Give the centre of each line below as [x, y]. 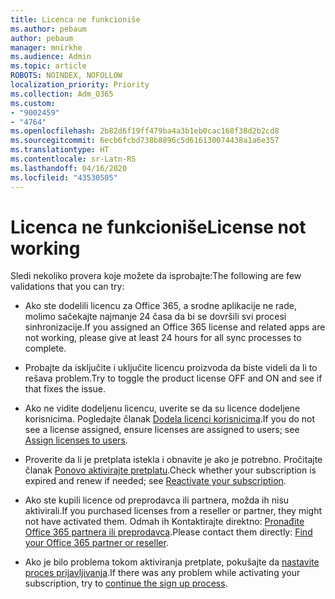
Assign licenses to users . [76, 440]
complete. [45, 348]
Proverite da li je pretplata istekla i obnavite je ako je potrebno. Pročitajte [173, 460]
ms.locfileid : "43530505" [64, 177]
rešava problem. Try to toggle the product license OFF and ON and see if [173, 378]
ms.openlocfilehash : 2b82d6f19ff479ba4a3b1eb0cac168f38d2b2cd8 [145, 131]
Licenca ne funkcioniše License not [158, 227]
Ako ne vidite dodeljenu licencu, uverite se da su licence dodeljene [162, 408]
